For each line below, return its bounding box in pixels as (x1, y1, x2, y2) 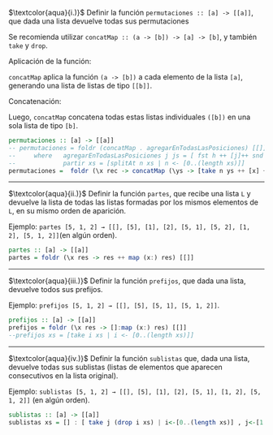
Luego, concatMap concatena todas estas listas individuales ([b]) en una (8, 112, 251, 122)
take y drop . (8, 41, 49, 50)
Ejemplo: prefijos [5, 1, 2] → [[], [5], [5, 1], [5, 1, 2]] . (8, 300, 220, 310)
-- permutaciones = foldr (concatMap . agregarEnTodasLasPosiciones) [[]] (8, 144, 267, 152)
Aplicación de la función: (8, 57, 92, 66)
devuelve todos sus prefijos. (8, 285, 103, 295)
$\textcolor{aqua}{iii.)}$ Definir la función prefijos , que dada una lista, (8, 276, 246, 286)
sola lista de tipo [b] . (8, 121, 79, 130)
